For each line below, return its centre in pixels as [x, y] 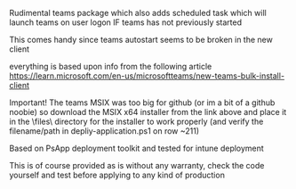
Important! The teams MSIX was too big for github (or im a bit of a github [142, 103]
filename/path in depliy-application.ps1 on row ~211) [104, 131]
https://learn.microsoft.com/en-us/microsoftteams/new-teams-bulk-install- [147, 76]
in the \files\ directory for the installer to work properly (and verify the [136, 121]
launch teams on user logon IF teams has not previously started [126, 22]
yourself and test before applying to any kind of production [117, 175]
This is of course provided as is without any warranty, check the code [137, 165]
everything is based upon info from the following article [111, 66]
